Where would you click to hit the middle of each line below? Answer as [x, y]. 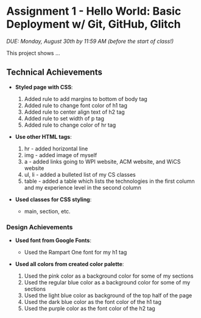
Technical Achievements [54, 72]
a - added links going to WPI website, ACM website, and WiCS [102, 161]
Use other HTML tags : [43, 136]
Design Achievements [40, 227]
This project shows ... [33, 53]
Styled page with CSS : [44, 87]
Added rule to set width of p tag [64, 118]
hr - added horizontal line [56, 149]
